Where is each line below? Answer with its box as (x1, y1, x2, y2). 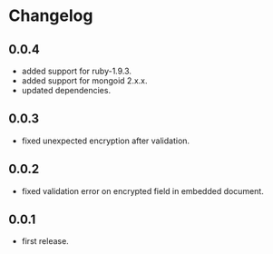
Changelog (8, 5, 93, 26)
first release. (21, 236, 69, 247)
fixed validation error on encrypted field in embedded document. (21, 185, 264, 196)
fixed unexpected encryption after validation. (21, 135, 190, 146)
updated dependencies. (21, 85, 111, 95)
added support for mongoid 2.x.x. (21, 75, 148, 86)
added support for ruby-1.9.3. (21, 65, 132, 76)
